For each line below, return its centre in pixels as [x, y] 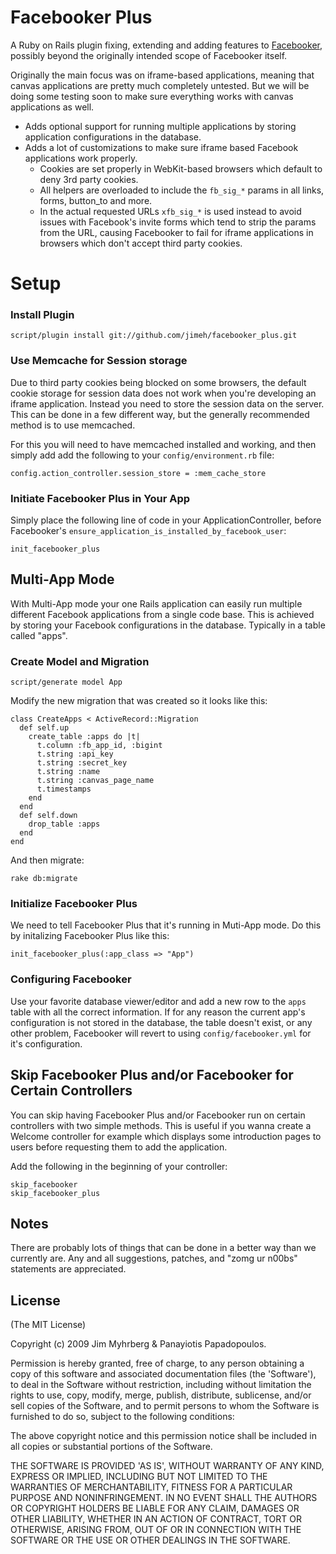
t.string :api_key [75, 754]
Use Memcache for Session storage [99, 361]
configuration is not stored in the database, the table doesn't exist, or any [161, 1022]
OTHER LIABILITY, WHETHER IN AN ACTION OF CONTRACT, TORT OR [156, 1519]
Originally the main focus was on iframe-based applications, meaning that [162, 75]
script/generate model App [66, 682]
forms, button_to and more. [96, 200]
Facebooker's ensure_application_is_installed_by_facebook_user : [148, 531]
